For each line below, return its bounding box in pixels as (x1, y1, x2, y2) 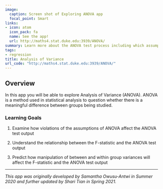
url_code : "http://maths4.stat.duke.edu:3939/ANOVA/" (5, 61, 116, 66)
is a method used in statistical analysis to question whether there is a (5, 97, 143, 103)
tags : (5, 47, 16, 52)
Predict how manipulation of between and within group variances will (12, 155, 150, 160)
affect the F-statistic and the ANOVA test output (12, 159, 108, 165)
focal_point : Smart (9, 16, 49, 21)
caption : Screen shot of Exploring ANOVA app (9, 12, 103, 16)
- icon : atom (5, 25, 32, 30)
